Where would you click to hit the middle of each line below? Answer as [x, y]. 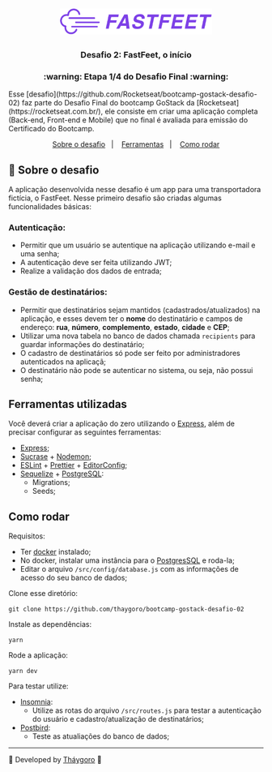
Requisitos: [27, 536]
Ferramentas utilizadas [68, 404]
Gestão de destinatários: [58, 292]
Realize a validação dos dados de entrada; [91, 271]
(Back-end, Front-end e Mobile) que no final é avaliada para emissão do [128, 120]
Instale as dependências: [50, 624]
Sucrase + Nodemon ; [55, 457]
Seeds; [44, 491]
